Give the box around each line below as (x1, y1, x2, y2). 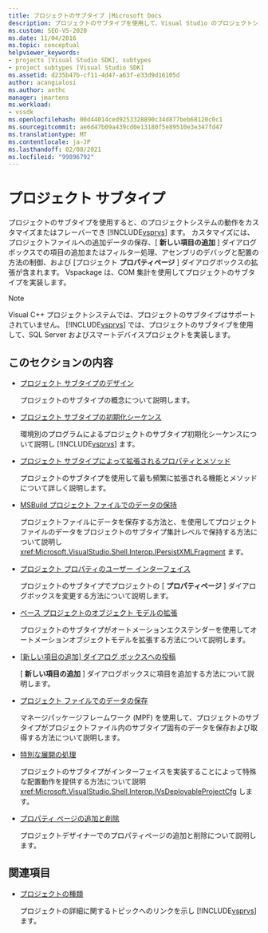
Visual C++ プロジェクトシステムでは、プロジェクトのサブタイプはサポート (8, 310, 257, 320)
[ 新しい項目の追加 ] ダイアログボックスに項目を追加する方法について (19, 669, 247, 678)
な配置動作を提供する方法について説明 (19, 776, 146, 786)
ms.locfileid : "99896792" (8, 153, 94, 161)
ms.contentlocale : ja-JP (8, 137, 91, 146)
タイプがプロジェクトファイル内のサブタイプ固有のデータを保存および (19, 723, 251, 732)
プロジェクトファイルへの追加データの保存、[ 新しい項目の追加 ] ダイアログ (8, 237, 258, 248)
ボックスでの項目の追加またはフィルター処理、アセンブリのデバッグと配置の (8, 248, 259, 257)
